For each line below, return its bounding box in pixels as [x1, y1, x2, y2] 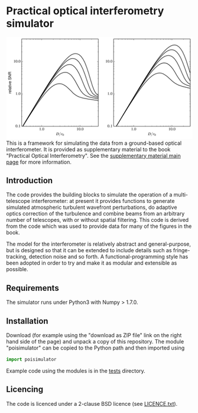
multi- [173, 191, 188, 198]
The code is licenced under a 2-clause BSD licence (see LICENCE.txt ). [6, 400, 178, 407]
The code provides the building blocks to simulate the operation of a [6, 191, 173, 198]
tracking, [6, 253, 28, 260]
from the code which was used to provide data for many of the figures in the [6, 223, 192, 230]
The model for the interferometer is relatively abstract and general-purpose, [6, 240, 191, 247]
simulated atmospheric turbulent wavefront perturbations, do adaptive [6, 204, 177, 211]
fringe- [173, 247, 190, 254]
